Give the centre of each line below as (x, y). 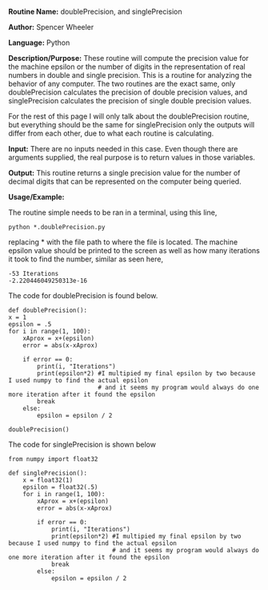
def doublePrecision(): (48, 310)
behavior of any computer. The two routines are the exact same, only (122, 84)
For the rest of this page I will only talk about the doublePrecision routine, (129, 116)
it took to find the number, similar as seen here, (86, 259)
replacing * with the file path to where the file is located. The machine (123, 242)
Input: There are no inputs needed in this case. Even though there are (123, 149)
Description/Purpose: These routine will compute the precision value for (129, 58)
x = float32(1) (48, 480)
